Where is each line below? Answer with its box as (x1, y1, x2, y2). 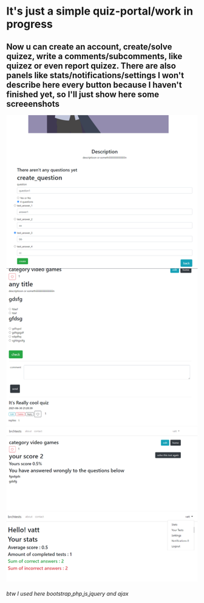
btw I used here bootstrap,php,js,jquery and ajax (6, 590, 129, 597)
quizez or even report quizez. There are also (6, 60, 176, 71)
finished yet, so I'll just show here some (6, 89, 160, 99)
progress (6, 17, 53, 31)
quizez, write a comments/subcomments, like (6, 51, 183, 62)
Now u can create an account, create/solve (6, 41, 172, 52)
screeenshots (6, 99, 59, 109)
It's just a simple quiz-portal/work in (6, 4, 193, 18)
